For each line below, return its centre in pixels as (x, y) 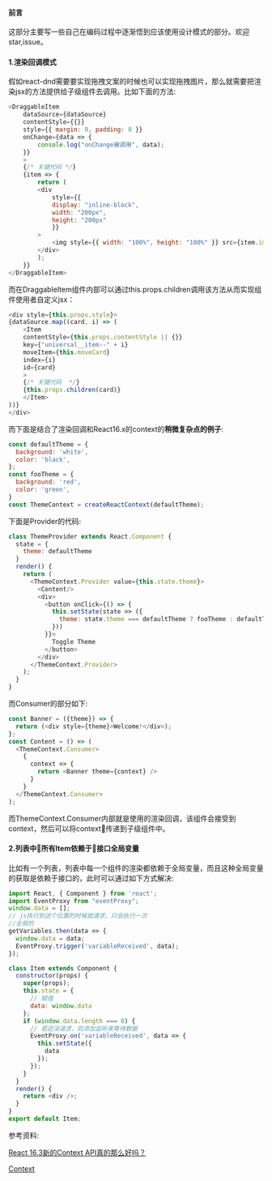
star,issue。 (28, 42)
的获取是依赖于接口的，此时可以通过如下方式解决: (91, 878)
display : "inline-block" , (95, 205)
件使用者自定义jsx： (42, 299)
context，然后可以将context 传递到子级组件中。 (89, 828)
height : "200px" (79, 220)
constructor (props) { (52, 976)
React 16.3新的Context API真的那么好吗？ (77, 1152)
